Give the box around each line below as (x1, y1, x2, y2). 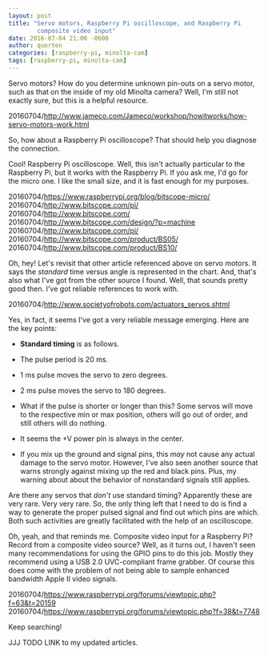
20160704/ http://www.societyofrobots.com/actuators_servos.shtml (8, 299, 230, 309)
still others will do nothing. (19, 418, 107, 427)
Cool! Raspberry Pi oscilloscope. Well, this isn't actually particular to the (8, 159, 246, 168)
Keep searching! (8, 622, 62, 632)
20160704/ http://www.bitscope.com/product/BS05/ (8, 234, 178, 244)
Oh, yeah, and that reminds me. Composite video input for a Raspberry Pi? (8, 531, 254, 541)
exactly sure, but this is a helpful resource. (8, 95, 149, 105)
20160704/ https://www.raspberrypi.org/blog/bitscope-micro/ (8, 192, 210, 201)
